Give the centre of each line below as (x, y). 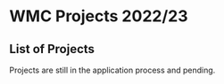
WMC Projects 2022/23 (99, 16)
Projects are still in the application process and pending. (112, 70)
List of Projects (52, 49)
